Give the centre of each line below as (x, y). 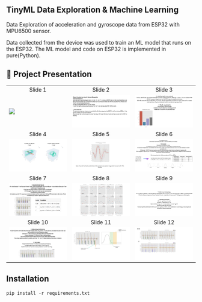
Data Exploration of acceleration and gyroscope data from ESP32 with (93, 24)
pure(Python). (23, 55)
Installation (28, 279)
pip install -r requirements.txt (48, 293)
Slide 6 (164, 134)
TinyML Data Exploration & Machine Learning (93, 10)
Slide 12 (164, 222)
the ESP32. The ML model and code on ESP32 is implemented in (86, 49)
